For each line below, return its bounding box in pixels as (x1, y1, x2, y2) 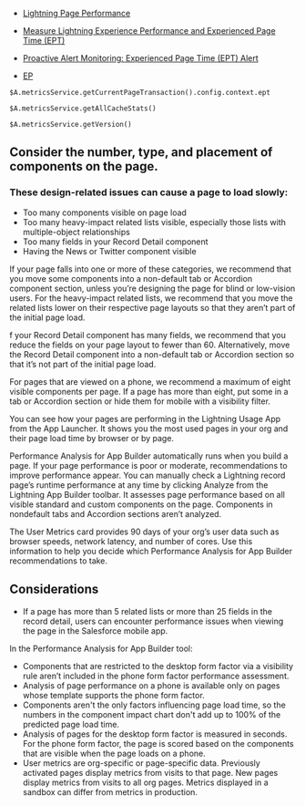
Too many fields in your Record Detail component (22, 236, 208, 247)
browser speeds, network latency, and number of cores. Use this (9, 535, 253, 546)
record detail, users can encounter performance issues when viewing (22, 615, 284, 626)
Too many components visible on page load (22, 207, 187, 218)
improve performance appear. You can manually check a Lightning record (9, 470, 286, 480)
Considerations (9, 582, 99, 597)
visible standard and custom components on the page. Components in (9, 499, 273, 510)
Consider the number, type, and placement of (9, 145, 273, 160)
